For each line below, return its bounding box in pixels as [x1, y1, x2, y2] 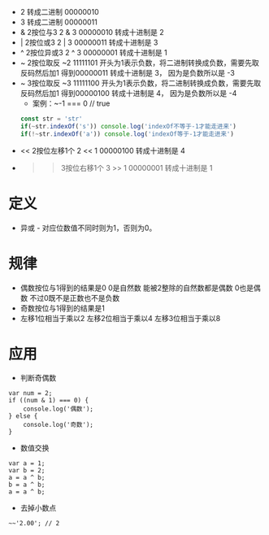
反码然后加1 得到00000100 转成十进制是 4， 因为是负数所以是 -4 [20, 89, 237, 98]
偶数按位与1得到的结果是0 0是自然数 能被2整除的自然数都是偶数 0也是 [20, 283, 254, 293]
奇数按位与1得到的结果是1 [20, 303, 106, 313]
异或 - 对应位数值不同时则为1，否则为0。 [20, 223, 157, 233]
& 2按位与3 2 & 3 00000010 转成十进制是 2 [20, 28, 164, 37]
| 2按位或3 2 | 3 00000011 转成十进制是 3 [20, 37, 158, 47]
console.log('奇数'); [23, 421, 93, 429]
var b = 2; [8, 467, 46, 475]
